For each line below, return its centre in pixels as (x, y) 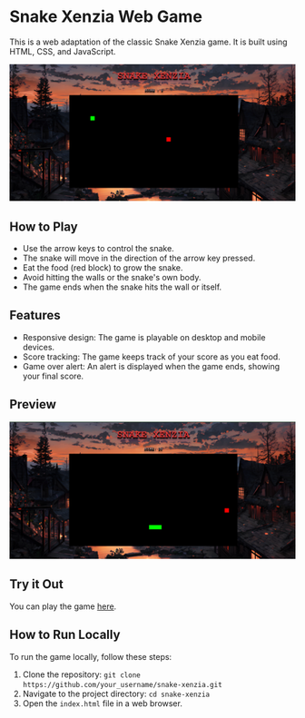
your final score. (53, 376)
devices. (39, 347)
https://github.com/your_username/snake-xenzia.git (122, 684)
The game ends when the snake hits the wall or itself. (122, 287)
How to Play (44, 226)
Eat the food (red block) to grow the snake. (103, 267)
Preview (33, 404)
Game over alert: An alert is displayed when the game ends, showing (151, 366)
